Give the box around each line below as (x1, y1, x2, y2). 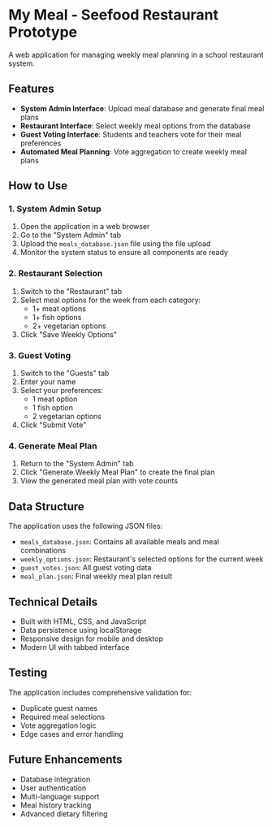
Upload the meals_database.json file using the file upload (19, 239, 211, 249)
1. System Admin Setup (8, 203, 101, 214)
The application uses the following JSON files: (8, 522, 163, 531)
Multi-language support (19, 791, 100, 801)
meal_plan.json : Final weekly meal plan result (19, 571, 173, 582)
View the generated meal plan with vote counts (19, 476, 179, 486)
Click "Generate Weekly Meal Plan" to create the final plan (19, 467, 215, 477)
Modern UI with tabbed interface (19, 642, 130, 652)
